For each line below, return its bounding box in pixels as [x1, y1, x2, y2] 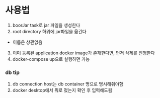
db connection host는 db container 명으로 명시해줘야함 [12, 81, 124, 87]
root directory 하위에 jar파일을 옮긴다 [12, 28, 87, 34]
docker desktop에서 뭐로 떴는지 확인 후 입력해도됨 [12, 87, 112, 93]
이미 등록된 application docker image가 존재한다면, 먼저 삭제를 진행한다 [12, 50, 155, 56]
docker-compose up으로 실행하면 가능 [12, 56, 90, 62]
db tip [5, 69, 20, 76]
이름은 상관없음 [12, 39, 43, 45]
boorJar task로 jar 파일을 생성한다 [12, 22, 81, 28]
